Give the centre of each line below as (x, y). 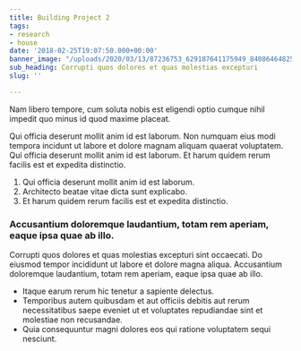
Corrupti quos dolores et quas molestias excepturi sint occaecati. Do (136, 255)
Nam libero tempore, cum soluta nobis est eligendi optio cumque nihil (138, 109)
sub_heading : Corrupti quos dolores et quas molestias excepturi (133, 68)
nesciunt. (39, 339)
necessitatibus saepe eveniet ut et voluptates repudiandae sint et (142, 311)
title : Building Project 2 (60, 17)
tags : (19, 26)
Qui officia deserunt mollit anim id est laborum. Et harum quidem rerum (140, 155)
